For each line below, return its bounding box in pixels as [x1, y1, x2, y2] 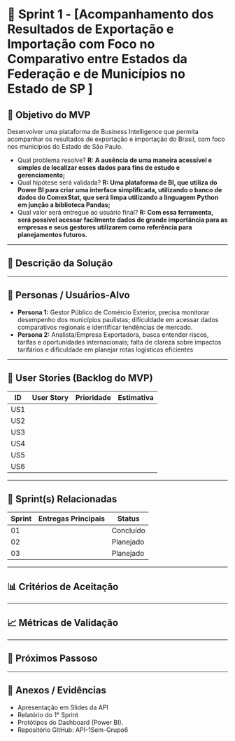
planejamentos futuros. [17, 231, 87, 239]
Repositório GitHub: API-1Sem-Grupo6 [17, 726, 129, 734]
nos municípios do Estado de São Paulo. [7, 142, 124, 150]
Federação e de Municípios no [7, 66, 185, 82]
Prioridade [75, 393, 111, 403]
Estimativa [117, 393, 154, 403]
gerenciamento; [17, 171, 65, 179]
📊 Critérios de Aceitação [7, 580, 119, 592]
